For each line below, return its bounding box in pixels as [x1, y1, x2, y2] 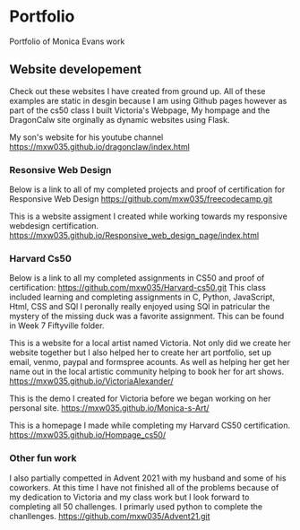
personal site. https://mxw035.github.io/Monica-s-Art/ [9, 403, 210, 413]
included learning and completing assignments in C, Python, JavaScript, [9, 291, 276, 302]
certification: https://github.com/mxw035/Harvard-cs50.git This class [9, 282, 267, 293]
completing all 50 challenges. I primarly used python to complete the [9, 500, 262, 512]
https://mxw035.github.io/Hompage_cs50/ [9, 430, 167, 440]
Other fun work [9, 452, 77, 465]
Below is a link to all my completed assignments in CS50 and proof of [9, 273, 265, 283]
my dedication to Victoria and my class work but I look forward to [9, 491, 250, 502]
